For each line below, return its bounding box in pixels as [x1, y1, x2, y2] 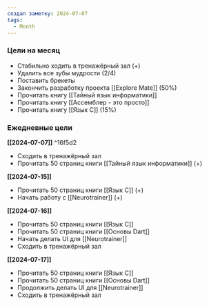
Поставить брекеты [17, 76, 76, 84]
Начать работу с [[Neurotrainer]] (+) [17, 193, 123, 201]
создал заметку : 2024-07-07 [7, 10, 88, 17]
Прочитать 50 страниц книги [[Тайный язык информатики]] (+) [17, 159, 203, 167]
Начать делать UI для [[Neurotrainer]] [17, 234, 128, 242]
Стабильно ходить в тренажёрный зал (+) [17, 61, 141, 70]
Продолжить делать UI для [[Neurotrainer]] [17, 283, 143, 291]
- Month [13, 23, 36, 30]
